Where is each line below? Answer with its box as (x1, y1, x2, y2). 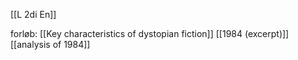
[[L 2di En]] (10, 9, 57, 20)
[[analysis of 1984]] (10, 39, 91, 50)
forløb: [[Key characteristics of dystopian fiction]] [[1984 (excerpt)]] (10, 28, 290, 39)
